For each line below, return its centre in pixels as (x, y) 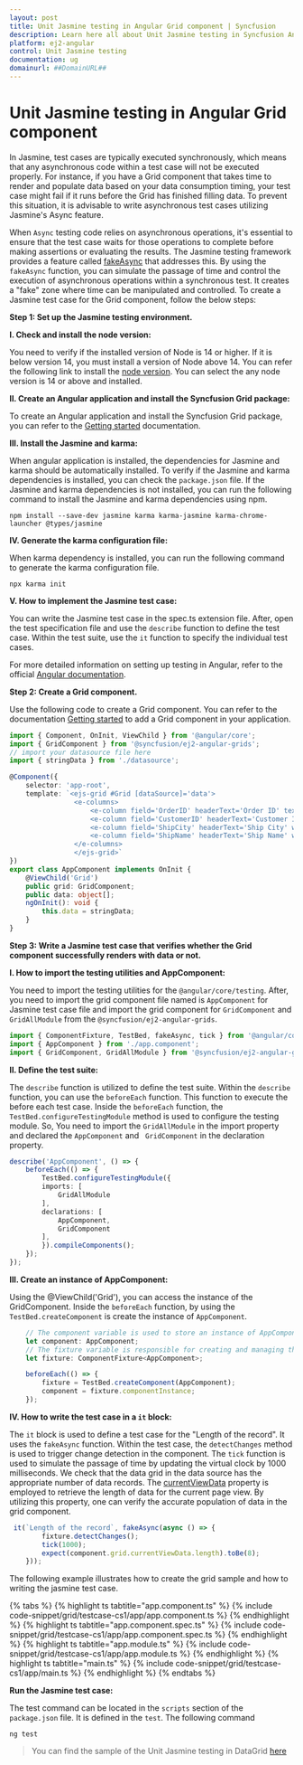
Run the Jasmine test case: (61, 1691)
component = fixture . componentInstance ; (119, 1392)
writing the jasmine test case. (64, 1589)
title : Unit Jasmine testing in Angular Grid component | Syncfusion (143, 26)
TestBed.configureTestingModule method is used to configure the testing (144, 1116)
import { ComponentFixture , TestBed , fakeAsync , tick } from (127, 1035)
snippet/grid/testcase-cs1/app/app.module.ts (93, 1654)
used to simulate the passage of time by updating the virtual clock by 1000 (148, 1463)
